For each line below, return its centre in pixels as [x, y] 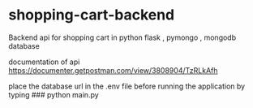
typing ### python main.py [54, 94]
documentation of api [44, 62]
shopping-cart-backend [92, 15]
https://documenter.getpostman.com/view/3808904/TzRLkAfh [113, 70]
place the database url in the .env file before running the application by [127, 86]
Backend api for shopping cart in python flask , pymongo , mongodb [122, 37]
